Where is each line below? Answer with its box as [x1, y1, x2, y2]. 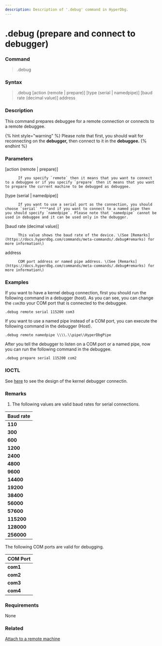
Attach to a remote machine [5, 636, 60, 642]
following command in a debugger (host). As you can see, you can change [5, 295, 154, 301]
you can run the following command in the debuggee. [5, 346, 112, 352]
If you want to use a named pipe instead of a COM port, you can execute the [5, 318, 157, 324]
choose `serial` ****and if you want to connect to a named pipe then [5, 206, 150, 211]
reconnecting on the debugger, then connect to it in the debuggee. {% [5, 138, 147, 144]
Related [5, 625, 24, 632]
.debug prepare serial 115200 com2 [5, 356, 77, 361]
